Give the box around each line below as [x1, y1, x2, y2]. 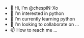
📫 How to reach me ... [10, 27, 58, 33]
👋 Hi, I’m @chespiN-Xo [10, 5, 59, 11]
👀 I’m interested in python [10, 10, 64, 16]
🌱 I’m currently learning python [10, 16, 75, 22]
